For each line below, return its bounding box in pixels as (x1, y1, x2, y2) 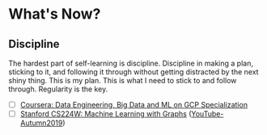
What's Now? (8, 5, 101, 23)
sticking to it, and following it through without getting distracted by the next (8, 67, 259, 77)
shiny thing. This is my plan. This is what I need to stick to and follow (8, 76, 237, 85)
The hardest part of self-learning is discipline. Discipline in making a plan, (8, 58, 253, 68)
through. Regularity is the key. (8, 84, 108, 94)
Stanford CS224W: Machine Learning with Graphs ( (19, 109, 192, 119)
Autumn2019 (19, 118, 63, 128)
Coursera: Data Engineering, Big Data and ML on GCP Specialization (19, 100, 248, 109)
